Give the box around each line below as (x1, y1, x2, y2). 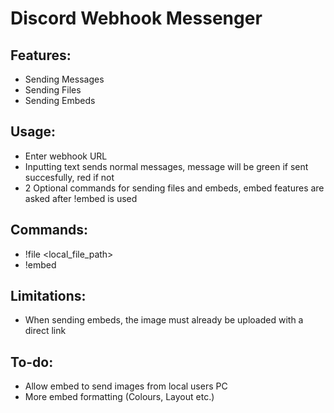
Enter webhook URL (24, 150, 108, 162)
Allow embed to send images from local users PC (24, 380, 228, 392)
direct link (24, 325, 67, 337)
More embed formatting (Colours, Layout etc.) (24, 391, 215, 403)
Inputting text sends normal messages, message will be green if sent (24, 160, 309, 172)
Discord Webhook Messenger (10, 7, 263, 30)
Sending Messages (24, 73, 105, 85)
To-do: (10, 353, 54, 371)
